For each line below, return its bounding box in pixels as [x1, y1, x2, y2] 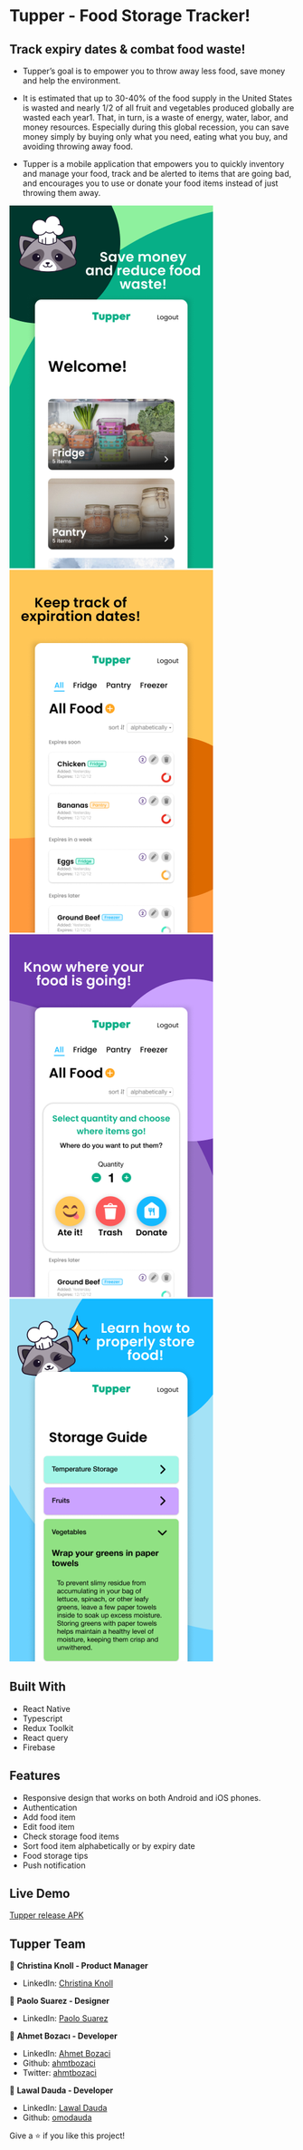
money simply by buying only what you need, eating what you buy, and [22, 131, 288, 141]
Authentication [22, 1802, 78, 1813]
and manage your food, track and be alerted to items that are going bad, [22, 169, 292, 179]
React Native [22, 1703, 71, 1714]
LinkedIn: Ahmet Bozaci [22, 2048, 111, 2059]
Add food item [22, 1811, 76, 1823]
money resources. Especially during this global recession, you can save [22, 122, 289, 132]
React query [22, 1732, 69, 1743]
